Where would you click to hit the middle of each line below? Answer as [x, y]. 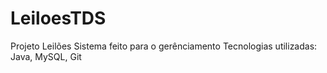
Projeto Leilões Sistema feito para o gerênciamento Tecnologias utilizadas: [164, 46]
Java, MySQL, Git [46, 56]
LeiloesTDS [58, 18]
